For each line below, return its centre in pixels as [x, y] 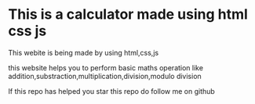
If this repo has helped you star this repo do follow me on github [112, 91]
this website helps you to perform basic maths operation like [106, 67]
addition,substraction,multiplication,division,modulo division [105, 76]
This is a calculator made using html [128, 14]
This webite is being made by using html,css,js [84, 52]
